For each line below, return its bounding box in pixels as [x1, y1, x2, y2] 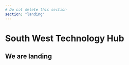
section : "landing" [5, 12, 45, 17]
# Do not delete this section [5, 7, 67, 12]
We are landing [5, 52, 52, 61]
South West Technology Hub [5, 33, 124, 44]
